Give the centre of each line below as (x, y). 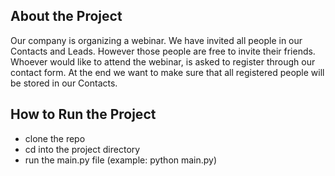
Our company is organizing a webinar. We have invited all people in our (156, 40)
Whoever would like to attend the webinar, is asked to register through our (163, 61)
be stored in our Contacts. (64, 83)
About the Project (66, 16)
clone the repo (55, 138)
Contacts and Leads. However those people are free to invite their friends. (163, 51)
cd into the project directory (82, 149)
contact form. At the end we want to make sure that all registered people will (167, 72)
